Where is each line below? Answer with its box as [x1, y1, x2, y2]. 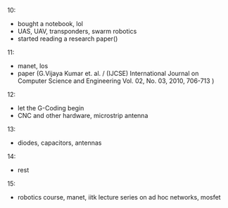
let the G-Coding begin [17, 104, 84, 112]
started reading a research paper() [17, 34, 118, 43]
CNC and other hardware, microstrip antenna [17, 112, 148, 119]
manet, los [17, 62, 49, 70]
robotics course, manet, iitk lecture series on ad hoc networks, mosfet [17, 193, 221, 201]
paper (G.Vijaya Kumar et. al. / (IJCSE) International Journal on [17, 70, 199, 77]
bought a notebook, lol [17, 20, 83, 27]
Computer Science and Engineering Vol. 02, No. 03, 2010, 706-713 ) [17, 77, 215, 85]
